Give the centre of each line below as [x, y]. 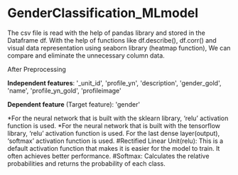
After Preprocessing [37, 69]
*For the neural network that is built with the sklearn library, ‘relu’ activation [118, 118]
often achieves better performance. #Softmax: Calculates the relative [108, 156]
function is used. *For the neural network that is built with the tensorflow [114, 125]
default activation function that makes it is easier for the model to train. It [114, 148]
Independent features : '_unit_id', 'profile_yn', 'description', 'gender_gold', [114, 83]
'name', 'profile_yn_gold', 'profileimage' [65, 90]
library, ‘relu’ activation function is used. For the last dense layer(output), [114, 133]
